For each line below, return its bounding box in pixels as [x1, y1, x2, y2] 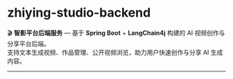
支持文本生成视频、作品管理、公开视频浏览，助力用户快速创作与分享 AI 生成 [7, 48, 223, 56]
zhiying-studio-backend [7, 5, 151, 21]
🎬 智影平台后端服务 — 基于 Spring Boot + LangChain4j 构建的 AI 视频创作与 [7, 28, 225, 37]
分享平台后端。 [7, 39, 50, 48]
